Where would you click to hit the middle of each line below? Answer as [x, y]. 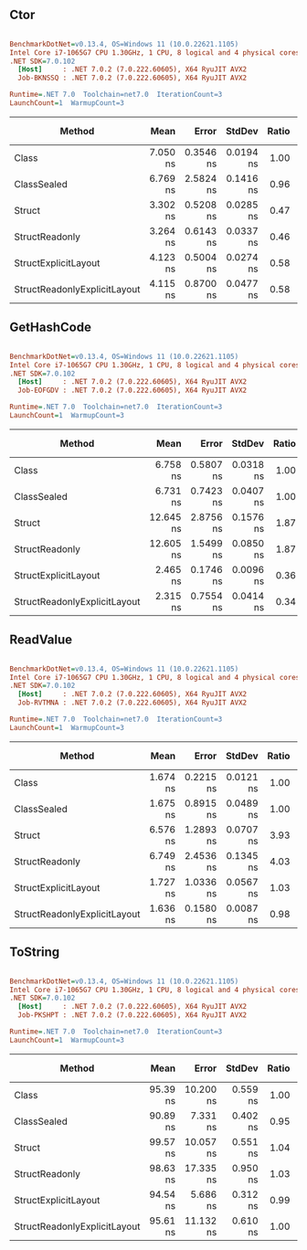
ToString [35, 953]
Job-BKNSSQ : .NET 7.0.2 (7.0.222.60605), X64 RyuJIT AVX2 [132, 78]
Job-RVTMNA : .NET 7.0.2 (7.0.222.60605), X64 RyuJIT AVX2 [132, 703]
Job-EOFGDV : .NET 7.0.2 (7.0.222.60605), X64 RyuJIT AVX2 [132, 391]
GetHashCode [50, 328]
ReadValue [41, 640]
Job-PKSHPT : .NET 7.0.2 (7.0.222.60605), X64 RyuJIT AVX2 [132, 1015]
